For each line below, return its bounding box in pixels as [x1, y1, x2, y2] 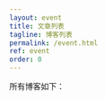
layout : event [9, 13, 63, 23]
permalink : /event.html [9, 38, 99, 48]
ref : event [9, 47, 50, 56]
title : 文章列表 [9, 22, 65, 31]
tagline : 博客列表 [9, 30, 74, 39]
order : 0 [9, 55, 42, 64]
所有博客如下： [9, 81, 65, 91]
